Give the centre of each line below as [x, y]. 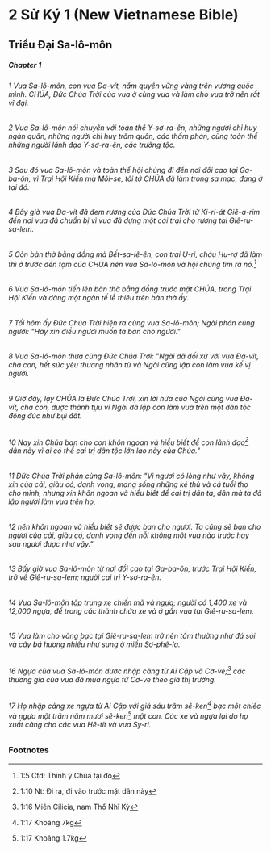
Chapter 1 [25, 65]
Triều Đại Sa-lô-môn [60, 45]
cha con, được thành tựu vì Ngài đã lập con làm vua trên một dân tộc [135, 407]
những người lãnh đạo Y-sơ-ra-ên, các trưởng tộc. [92, 145]
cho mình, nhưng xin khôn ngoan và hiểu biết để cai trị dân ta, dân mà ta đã [135, 493]
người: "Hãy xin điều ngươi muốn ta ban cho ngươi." [95, 331]
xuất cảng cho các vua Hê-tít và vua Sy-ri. [80, 724]
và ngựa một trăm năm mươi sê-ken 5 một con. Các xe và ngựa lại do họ [128, 715]
